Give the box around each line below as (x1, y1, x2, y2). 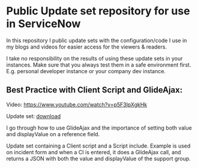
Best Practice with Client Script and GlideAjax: (6, 85, 183, 95)
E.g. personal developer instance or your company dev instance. (6, 67, 166, 74)
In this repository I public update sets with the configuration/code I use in (6, 37, 187, 44)
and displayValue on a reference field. (6, 130, 100, 137)
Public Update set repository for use (6, 4, 190, 18)
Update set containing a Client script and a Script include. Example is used (6, 142, 191, 149)
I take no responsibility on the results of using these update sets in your (6, 55, 183, 62)
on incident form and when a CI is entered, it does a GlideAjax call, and (6, 148, 181, 155)
